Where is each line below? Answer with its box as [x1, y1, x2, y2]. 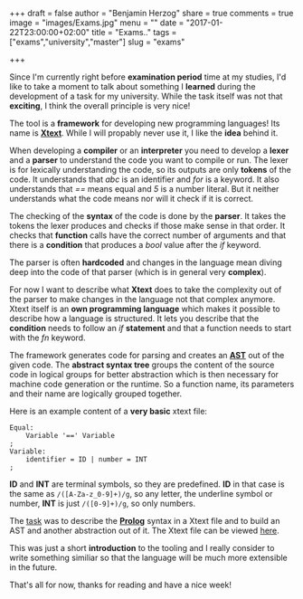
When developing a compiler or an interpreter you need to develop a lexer [9, 145, 289, 156]
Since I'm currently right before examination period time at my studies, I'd [9, 71, 287, 82]
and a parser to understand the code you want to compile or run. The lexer [9, 155, 289, 166]
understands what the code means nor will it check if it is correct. [9, 194, 254, 204]
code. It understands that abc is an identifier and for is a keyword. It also [9, 174, 280, 185]
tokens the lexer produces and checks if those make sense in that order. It [9, 221, 286, 231]
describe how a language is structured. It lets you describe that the [9, 313, 260, 324]
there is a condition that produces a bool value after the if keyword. [9, 240, 261, 250]
